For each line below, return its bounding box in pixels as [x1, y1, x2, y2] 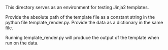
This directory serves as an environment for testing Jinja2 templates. [5, 5, 149, 10]
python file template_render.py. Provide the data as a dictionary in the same [5, 20, 163, 25]
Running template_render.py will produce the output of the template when [5, 35, 159, 40]
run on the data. [5, 40, 39, 46]
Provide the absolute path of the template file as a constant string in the [5, 14, 155, 20]
